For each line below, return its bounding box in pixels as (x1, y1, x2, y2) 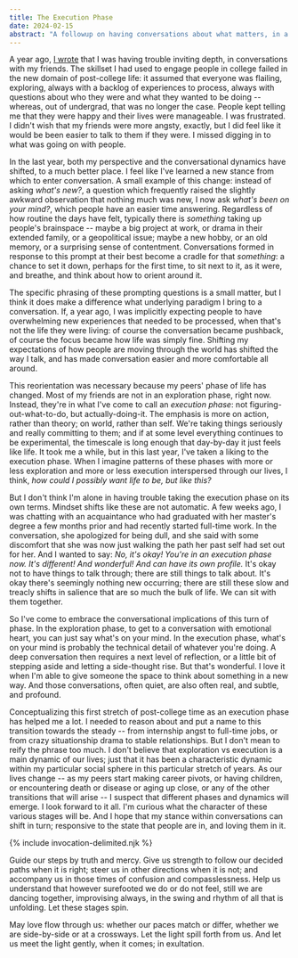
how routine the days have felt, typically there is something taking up (9, 213, 262, 224)
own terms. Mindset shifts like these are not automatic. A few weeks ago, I (9, 502, 282, 512)
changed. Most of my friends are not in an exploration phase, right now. (9, 389, 272, 401)
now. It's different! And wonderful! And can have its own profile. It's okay (9, 559, 277, 569)
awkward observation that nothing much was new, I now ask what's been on (9, 194, 290, 205)
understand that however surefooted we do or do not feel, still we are (9, 883, 263, 894)
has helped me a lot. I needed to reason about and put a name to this (9, 716, 262, 727)
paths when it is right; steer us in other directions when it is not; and (9, 864, 259, 875)
